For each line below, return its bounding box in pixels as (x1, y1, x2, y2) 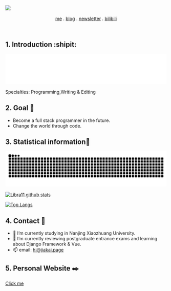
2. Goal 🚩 (5, 103, 35, 112)
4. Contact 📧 (5, 216, 46, 225)
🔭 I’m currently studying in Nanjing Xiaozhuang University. (12, 230, 136, 236)
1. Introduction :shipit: (5, 40, 77, 49)
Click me (5, 280, 24, 286)
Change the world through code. (12, 122, 82, 129)
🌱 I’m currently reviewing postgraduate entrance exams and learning (12, 236, 158, 242)
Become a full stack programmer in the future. (12, 117, 111, 123)
